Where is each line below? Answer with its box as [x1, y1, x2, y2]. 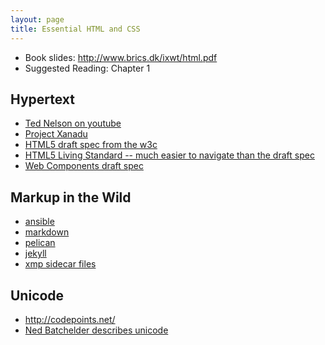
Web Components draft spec [24, 160, 144, 172]
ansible [24, 216, 55, 228]
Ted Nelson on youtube [24, 117, 122, 130]
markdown [24, 226, 70, 238]
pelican [24, 237, 56, 249]
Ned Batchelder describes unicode [24, 324, 169, 336]
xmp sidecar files [24, 258, 97, 270]
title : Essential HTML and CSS [10, 24, 141, 34]
